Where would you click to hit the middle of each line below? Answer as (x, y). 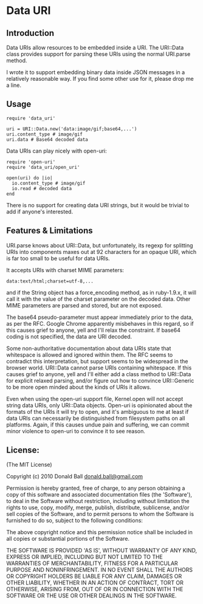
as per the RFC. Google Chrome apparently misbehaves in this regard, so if (100, 323)
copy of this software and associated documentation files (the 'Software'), (99, 495)
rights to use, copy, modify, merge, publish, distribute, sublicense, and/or (98, 507)
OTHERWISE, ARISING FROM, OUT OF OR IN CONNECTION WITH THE (95, 589)
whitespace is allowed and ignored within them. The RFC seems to (90, 355)
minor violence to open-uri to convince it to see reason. (76, 431)
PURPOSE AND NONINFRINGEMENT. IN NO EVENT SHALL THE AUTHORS (100, 570)
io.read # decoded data (42, 188)
